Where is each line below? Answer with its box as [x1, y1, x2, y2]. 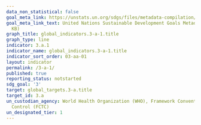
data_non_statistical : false [6, 8, 79, 15]
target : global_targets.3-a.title [6, 87, 93, 93]
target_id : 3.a [6, 93, 44, 99]
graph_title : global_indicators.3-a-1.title [6, 31, 119, 37]
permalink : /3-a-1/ [6, 64, 55, 71]
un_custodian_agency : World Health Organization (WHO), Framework [6, 98, 175, 104]
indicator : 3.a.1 [6, 43, 50, 49]
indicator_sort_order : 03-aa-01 [6, 53, 87, 59]
